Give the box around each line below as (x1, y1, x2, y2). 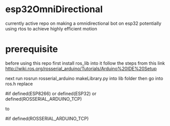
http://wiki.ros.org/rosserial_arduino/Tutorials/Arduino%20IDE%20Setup (5, 65, 157, 71)
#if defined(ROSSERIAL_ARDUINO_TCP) (5, 115, 89, 121)
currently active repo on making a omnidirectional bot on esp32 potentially (5, 20, 162, 26)
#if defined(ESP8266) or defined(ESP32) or (5, 90, 97, 97)
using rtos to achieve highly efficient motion (5, 25, 98, 31)
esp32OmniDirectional (5, 4, 103, 15)
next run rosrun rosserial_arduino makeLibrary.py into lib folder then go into (5, 75, 163, 81)
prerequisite (5, 44, 59, 55)
